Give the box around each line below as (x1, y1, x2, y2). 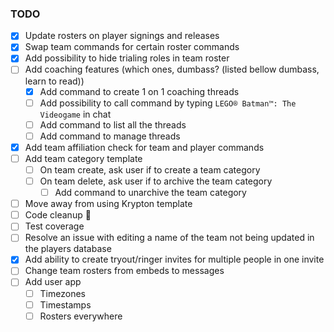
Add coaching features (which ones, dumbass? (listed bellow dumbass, (24, 63, 320, 76)
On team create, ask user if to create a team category (39, 163, 261, 176)
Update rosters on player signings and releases (24, 30, 220, 42)
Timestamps (39, 298, 92, 311)
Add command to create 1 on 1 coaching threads (39, 85, 240, 97)
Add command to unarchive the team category (54, 187, 247, 199)
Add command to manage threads (39, 130, 181, 142)
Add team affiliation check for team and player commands (24, 141, 265, 153)
